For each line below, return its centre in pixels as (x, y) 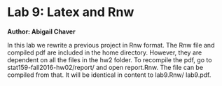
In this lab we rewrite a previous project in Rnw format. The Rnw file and (111, 45)
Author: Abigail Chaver (41, 31)
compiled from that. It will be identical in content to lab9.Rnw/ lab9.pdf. (109, 75)
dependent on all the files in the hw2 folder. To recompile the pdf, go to (110, 59)
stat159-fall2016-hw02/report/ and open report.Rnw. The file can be (105, 67)
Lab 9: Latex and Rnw (71, 12)
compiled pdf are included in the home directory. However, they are (105, 52)
